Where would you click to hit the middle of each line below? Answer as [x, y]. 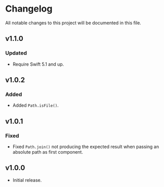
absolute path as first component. [48, 152]
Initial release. [27, 180]
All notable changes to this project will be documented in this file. [73, 23]
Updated [16, 53]
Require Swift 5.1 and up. [38, 64]
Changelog [29, 9]
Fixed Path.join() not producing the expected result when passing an [86, 147]
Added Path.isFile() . [36, 105]
